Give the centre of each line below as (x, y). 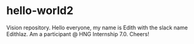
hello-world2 (40, 11)
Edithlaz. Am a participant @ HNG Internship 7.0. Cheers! (78, 34)
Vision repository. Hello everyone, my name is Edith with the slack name (97, 28)
